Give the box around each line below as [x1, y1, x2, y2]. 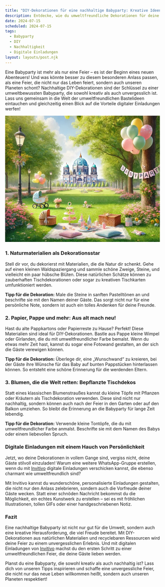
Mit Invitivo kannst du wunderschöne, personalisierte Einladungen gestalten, [5, 480, 160, 486]
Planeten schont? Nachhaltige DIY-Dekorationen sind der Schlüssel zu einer [5, 84, 159, 91]
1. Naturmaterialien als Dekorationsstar [5, 250, 100, 257]
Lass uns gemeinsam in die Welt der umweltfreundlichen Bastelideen [5, 95, 145, 101]
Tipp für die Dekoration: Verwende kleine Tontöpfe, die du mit [5, 421, 132, 427]
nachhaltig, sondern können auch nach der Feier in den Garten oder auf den [5, 400, 159, 407]
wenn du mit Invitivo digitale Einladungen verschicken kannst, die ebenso [5, 465, 154, 471]
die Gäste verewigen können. [5, 347, 64, 352]
